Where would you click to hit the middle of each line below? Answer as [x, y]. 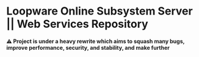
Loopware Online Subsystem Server [100, 11]
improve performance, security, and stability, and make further [88, 47]
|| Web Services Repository [77, 24]
